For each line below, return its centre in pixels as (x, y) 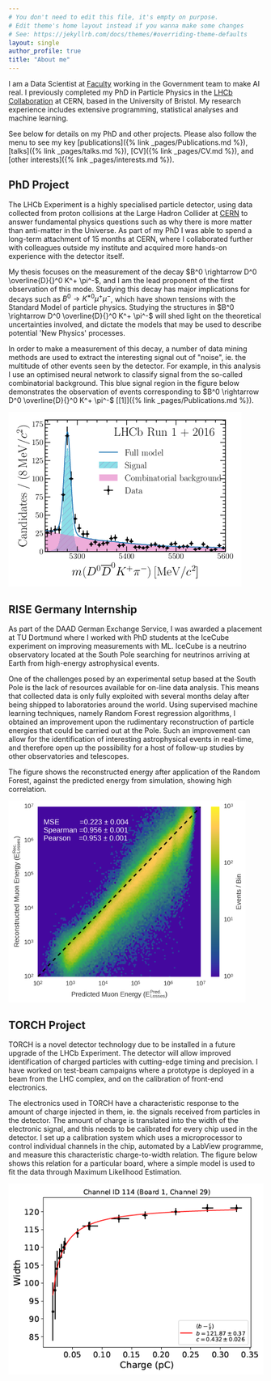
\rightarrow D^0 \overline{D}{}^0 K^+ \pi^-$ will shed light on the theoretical (135, 316)
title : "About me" (39, 60)
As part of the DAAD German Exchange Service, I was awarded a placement (135, 629)
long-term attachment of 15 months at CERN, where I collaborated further (131, 239)
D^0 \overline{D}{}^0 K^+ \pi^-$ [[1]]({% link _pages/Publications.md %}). (131, 400)
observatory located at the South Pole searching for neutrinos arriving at (129, 654)
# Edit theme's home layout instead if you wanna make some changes (126, 25)
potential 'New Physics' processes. (67, 333)
